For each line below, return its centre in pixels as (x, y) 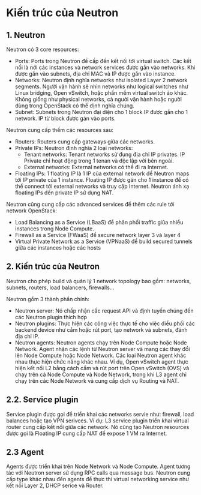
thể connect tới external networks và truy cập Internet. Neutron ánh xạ (102, 186)
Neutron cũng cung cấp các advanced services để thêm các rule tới (90, 204)
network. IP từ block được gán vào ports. (65, 118)
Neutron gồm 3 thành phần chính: (48, 299)
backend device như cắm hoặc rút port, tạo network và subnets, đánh (101, 329)
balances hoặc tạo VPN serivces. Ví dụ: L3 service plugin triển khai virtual (97, 421)
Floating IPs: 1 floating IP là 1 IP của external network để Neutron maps (102, 173)
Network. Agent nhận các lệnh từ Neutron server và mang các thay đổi (102, 349)
